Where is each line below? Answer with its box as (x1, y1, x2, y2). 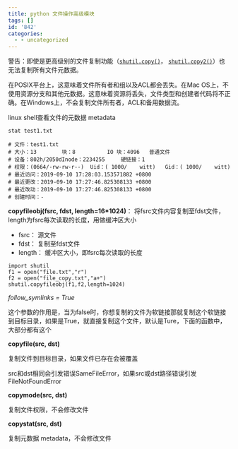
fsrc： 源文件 (18, 231, 57, 239)
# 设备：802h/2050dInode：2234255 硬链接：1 (8, 156, 145, 163)
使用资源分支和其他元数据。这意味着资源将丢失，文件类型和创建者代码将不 (8, 90, 225, 98)
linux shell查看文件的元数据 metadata (8, 114, 116, 122)
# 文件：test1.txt (8, 141, 59, 148)
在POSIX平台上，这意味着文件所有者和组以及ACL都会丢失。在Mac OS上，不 (8, 80, 229, 89)
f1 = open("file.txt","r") (8, 269, 88, 276)
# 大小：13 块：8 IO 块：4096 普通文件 (8, 149, 171, 156)
